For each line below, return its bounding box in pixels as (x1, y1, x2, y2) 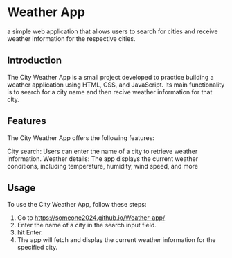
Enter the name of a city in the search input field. (17, 221, 157, 230)
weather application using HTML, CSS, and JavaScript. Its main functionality (7, 80, 225, 89)
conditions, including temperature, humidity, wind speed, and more (7, 162, 199, 170)
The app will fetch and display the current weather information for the (17, 236, 216, 244)
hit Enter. (17, 228, 43, 237)
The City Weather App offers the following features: (7, 133, 154, 142)
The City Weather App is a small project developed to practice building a (7, 73, 214, 81)
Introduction (7, 55, 62, 67)
